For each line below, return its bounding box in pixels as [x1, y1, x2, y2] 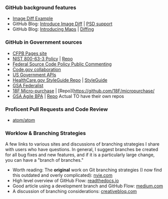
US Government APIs [12, 72, 57, 78]
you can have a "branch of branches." [5, 157, 84, 163]
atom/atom [12, 117, 35, 123]
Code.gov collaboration [12, 66, 61, 72]
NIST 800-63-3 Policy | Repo [12, 55, 73, 61]
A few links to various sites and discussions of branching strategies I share [5, 141, 159, 147]
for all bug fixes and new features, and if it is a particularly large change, [5, 152, 155, 158]
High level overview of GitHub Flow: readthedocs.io [12, 178, 119, 184]
